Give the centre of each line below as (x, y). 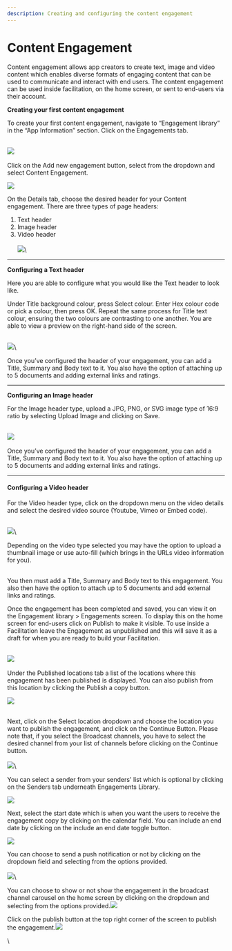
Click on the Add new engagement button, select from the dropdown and (111, 165)
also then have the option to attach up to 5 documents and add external (109, 588)
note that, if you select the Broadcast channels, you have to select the (106, 736)
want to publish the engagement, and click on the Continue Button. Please (113, 728)
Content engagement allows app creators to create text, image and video (111, 67)
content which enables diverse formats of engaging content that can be (109, 74)
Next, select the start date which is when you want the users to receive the (114, 813)
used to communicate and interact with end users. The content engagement (115, 81)
